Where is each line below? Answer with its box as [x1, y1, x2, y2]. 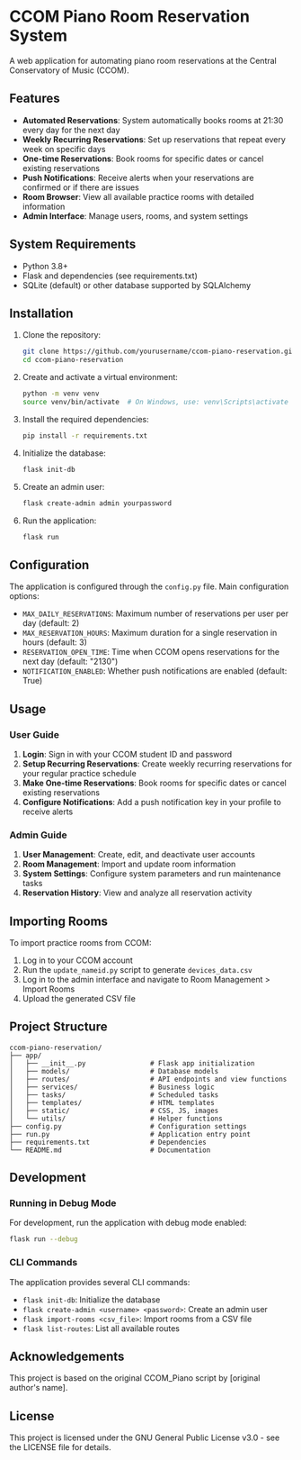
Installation [9, 305, 74, 321]
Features [9, 91, 60, 106]
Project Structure [9, 1020, 108, 1035]
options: [9, 591, 40, 602]
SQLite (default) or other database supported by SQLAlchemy [22, 279, 252, 290]
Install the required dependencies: [22, 413, 150, 424]
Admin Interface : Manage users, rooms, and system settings [22, 210, 249, 222]
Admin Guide [9, 829, 67, 841]
